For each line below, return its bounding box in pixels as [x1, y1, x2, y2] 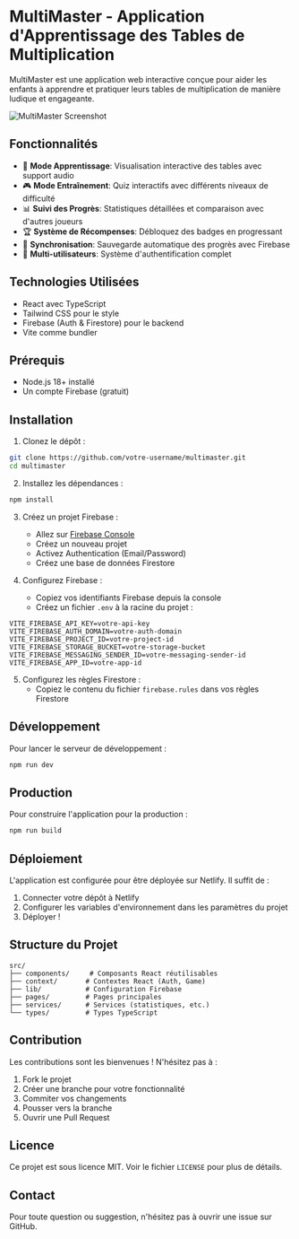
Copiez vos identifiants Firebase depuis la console [35, 592, 222, 603]
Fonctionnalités [9, 136, 98, 152]
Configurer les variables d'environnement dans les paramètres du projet [21, 902, 288, 912]
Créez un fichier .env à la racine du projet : [35, 601, 194, 612]
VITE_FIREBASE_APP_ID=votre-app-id [9, 658, 142, 667]
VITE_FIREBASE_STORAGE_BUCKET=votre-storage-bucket [9, 642, 206, 651]
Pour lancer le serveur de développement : [9, 743, 167, 754]
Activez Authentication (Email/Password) [35, 547, 186, 558]
